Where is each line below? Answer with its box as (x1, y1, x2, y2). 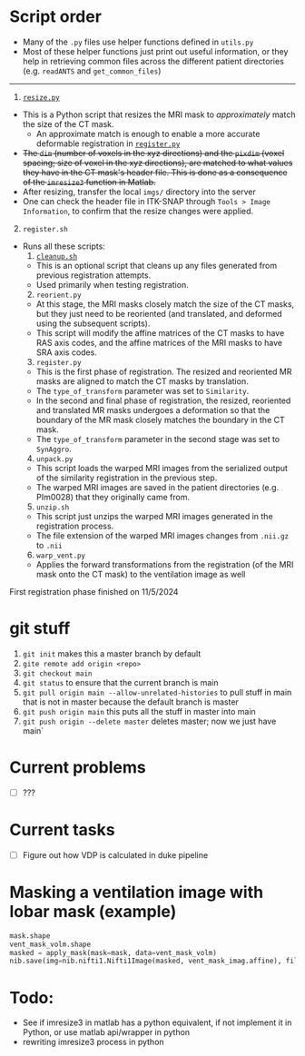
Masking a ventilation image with (9, 883, 264, 903)
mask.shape (9, 931, 51, 941)
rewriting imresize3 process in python (22, 1037, 165, 1048)
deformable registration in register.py (35, 138, 181, 149)
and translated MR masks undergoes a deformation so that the (35, 404, 271, 415)
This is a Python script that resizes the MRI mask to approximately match (22, 109, 296, 120)
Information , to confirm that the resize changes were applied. (22, 205, 254, 216)
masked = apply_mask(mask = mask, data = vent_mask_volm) (9, 948, 218, 957)
